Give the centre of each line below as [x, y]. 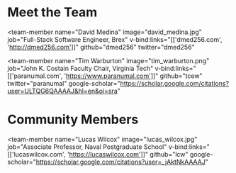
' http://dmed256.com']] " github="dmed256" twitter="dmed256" [101, 47]
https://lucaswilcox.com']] [107, 154]
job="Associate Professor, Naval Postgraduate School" [87, 147]
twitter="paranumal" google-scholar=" [64, 83]
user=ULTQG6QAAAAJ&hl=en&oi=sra [63, 91]
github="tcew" [181, 76]
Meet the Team [52, 12]
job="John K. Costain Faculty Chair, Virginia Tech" [80, 68]
